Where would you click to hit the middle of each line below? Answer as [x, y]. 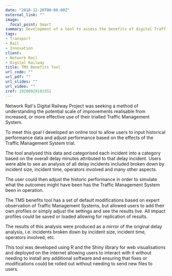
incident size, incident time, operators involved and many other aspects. [81, 169]
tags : [11, 34]
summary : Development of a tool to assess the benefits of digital [79, 29]
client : [14, 53]
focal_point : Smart [31, 24]
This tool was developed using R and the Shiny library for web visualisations [85, 247]
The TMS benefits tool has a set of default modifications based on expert [82, 200]
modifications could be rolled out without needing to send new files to [79, 263]
